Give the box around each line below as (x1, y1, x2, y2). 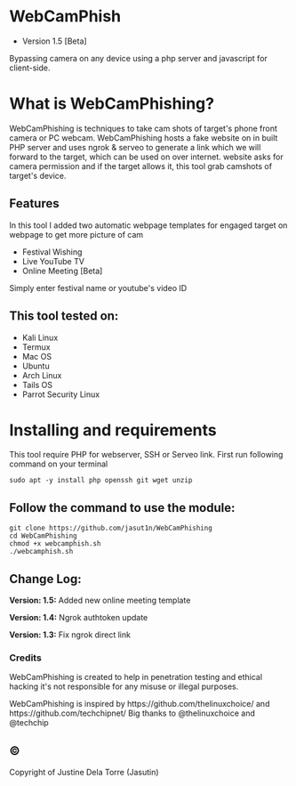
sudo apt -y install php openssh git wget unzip (9, 476, 193, 485)
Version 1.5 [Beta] (21, 36, 87, 46)
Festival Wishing (21, 247, 83, 257)
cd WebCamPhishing (9, 531, 77, 540)
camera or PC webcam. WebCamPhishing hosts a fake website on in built (9, 132, 278, 143)
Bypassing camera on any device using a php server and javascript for (9, 53, 268, 63)
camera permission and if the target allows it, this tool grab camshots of (9, 160, 273, 171)
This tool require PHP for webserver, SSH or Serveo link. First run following (9, 450, 284, 460)
